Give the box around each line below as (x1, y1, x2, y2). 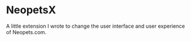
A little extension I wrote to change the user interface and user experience (6, 23, 186, 29)
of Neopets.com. (6, 28, 47, 35)
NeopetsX (6, 3, 56, 17)
